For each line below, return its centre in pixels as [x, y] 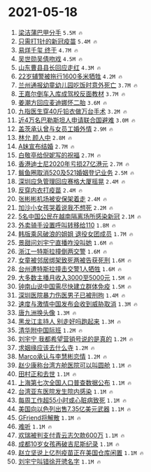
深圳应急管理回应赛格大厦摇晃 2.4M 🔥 [72, 181]
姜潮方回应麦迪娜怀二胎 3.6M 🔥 [63, 102]
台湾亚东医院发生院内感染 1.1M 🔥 [66, 391]
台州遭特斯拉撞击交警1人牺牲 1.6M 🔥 [70, 269]
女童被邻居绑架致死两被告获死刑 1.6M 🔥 [75, 260]
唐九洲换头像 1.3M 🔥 [47, 312]
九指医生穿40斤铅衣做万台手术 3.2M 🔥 [73, 111]
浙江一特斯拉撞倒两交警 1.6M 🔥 [63, 251]
